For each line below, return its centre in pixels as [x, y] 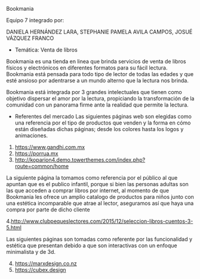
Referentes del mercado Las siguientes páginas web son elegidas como [103, 116]
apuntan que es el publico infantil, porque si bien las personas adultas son [98, 184]
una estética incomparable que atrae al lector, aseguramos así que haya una [100, 203]
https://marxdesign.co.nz [46, 263]
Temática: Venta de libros [46, 50]
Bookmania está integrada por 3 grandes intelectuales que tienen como [94, 92]
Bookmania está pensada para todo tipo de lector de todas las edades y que [100, 74]
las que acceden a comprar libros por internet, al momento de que [87, 190]
